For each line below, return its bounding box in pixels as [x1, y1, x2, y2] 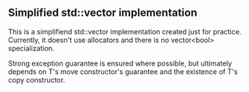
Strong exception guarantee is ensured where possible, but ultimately [8, 58, 233, 68]
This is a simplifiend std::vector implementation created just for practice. [8, 27, 242, 36]
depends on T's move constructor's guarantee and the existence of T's [8, 66, 238, 76]
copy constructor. [8, 75, 65, 84]
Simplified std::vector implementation [8, 6, 198, 19]
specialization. [8, 43, 55, 53]
